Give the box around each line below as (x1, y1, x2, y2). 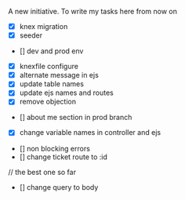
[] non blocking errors (19, 144, 90, 153)
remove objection (19, 97, 77, 107)
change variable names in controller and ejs (19, 128, 161, 137)
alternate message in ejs (19, 71, 100, 80)
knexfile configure (19, 62, 78, 71)
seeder (19, 31, 43, 40)
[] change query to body (19, 182, 99, 191)
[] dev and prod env (19, 46, 84, 56)
